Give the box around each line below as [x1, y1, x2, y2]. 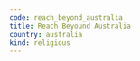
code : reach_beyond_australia [9, 13, 124, 22]
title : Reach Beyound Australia [9, 22, 131, 30]
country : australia [9, 30, 83, 39]
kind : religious [9, 38, 70, 48]
